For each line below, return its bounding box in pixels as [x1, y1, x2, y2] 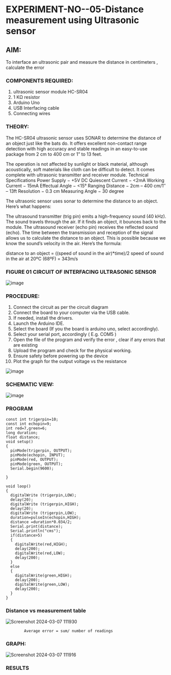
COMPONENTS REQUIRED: [6, 77, 73, 84]
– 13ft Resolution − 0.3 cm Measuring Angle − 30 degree [6, 188, 124, 194]
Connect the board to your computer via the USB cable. [13, 309, 130, 316]
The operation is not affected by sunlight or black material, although [6, 161, 148, 167]
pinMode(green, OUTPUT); [10, 461, 63, 466]
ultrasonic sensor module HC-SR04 [13, 89, 88, 95]
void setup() [6, 439, 34, 444]
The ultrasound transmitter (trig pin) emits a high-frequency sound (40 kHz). [6, 213, 166, 219]
